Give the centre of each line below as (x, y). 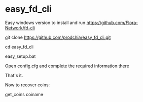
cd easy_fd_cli (19, 47)
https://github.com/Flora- (112, 23)
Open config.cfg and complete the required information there (67, 66)
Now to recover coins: (28, 85)
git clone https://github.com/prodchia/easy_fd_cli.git (58, 37)
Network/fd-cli (20, 27)
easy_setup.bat (20, 56)
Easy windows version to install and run (45, 23)
